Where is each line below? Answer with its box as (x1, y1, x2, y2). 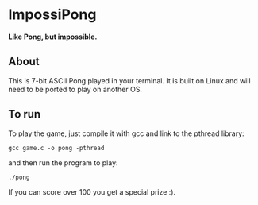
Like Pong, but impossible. (8, 32, 98, 41)
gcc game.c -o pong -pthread (8, 144, 105, 152)
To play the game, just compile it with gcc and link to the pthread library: (8, 129, 245, 138)
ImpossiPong (8, 6, 97, 24)
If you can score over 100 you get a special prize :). (8, 187, 176, 196)
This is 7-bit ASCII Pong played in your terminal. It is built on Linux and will (8, 75, 252, 85)
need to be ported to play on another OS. (8, 84, 143, 94)
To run (8, 107, 41, 121)
